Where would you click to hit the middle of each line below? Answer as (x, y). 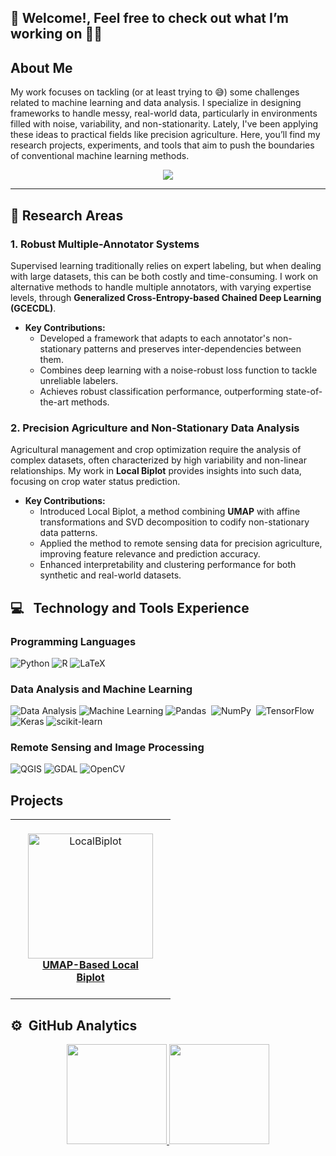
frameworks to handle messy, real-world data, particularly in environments (164, 113)
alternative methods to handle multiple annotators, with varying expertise (161, 287)
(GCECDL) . (33, 308)
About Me (41, 67)
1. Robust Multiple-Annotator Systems (105, 244)
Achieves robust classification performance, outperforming (161, 391)
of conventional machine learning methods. (100, 156)
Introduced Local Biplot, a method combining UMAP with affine (170, 512)
